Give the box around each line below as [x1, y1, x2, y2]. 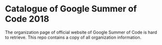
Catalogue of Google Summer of [5, 3, 137, 14]
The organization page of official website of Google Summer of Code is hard [5, 29, 157, 35]
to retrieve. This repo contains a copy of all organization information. [5, 34, 142, 40]
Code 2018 [5, 13, 49, 24]
